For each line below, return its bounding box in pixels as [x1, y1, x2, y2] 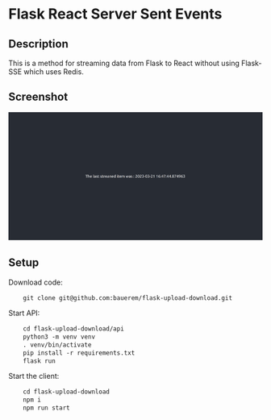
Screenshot [8, 90, 69, 104]
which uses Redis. [23, 67, 85, 77]
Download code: [8, 277, 63, 287]
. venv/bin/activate [23, 340, 92, 349]
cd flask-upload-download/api [23, 324, 125, 333]
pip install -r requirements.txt [23, 348, 135, 357]
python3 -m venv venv [23, 332, 95, 341]
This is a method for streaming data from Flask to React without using [8, 58, 240, 68]
